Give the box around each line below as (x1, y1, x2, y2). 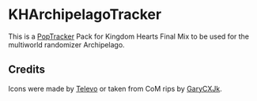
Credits (8, 63, 46, 77)
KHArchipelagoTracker (8, 6, 162, 24)
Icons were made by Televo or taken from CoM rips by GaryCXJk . (8, 84, 223, 93)
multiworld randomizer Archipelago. (8, 39, 125, 49)
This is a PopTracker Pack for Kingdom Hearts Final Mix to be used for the (8, 32, 249, 41)
